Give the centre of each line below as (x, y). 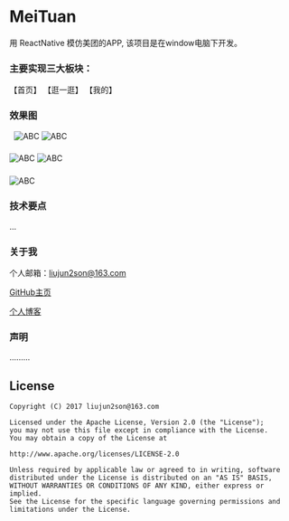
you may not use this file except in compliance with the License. (139, 431)
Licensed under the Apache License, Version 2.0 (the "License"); (137, 422)
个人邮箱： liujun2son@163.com (68, 272)
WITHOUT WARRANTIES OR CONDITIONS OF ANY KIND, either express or (137, 486)
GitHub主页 (30, 292)
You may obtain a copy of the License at (89, 439)
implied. (26, 494)
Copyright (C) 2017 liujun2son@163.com (84, 407)
